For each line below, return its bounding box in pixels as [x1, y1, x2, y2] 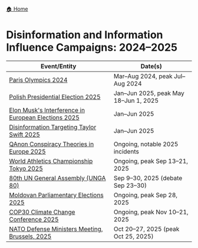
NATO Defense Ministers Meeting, [9, 224, 103, 233]
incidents [113, 147, 140, 155]
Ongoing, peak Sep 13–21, [113, 156, 189, 165]
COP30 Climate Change [9, 208, 75, 216]
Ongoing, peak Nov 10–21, [113, 208, 189, 216]
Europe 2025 [9, 147, 46, 155]
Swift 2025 [9, 130, 40, 138]
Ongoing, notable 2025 [113, 140, 179, 148]
